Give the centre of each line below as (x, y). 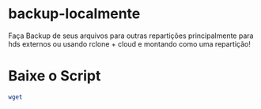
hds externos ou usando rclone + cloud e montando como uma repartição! (129, 43)
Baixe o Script (55, 76)
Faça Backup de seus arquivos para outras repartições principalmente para (131, 36)
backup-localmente (74, 14)
